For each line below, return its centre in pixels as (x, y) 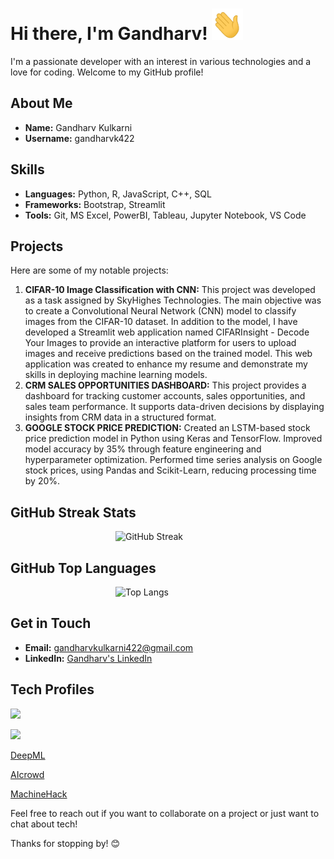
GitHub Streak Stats (73, 512)
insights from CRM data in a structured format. (120, 417)
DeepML (28, 755)
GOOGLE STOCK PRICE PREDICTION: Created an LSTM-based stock (167, 428)
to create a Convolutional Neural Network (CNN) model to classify (160, 311)
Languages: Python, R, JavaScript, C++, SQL (118, 194)
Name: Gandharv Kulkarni (78, 127)
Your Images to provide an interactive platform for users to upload (160, 343)
